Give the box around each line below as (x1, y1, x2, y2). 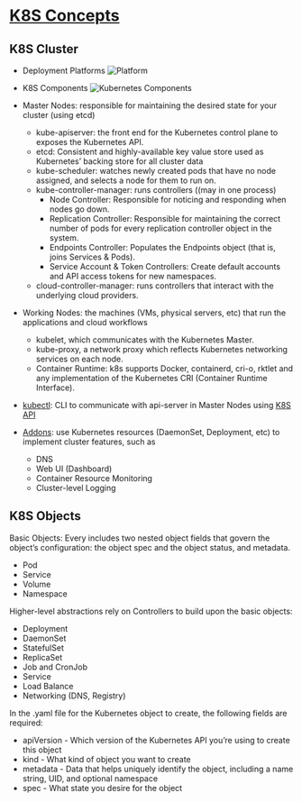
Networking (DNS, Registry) (22, 690, 126, 701)
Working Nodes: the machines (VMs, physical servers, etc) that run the (22, 307, 287, 318)
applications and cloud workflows (22, 317, 149, 327)
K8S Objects (9, 508, 81, 524)
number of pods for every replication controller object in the (49, 223, 272, 233)
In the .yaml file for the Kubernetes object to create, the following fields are (9, 707, 288, 718)
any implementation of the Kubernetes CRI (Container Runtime (35, 373, 268, 383)
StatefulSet (22, 642, 65, 653)
